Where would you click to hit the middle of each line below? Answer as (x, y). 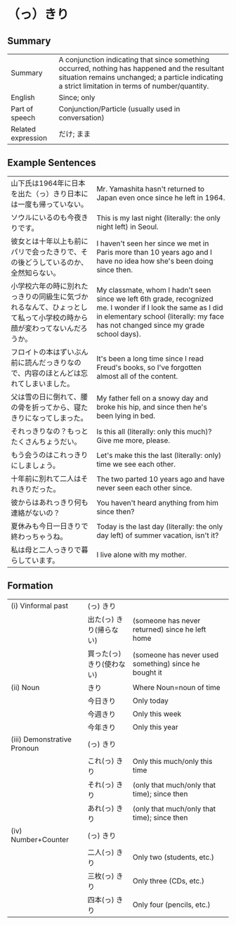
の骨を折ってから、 (42, 407)
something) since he (166, 663)
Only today (150, 701)
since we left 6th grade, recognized (155, 298)
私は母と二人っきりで (46, 549)
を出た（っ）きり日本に (50, 193)
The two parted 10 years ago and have (160, 479)
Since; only (77, 97)
